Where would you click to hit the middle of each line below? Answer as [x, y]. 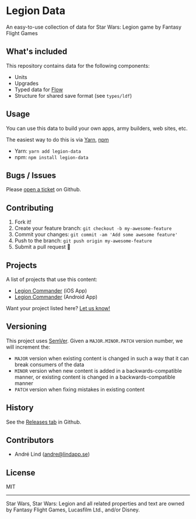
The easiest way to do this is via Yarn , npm [57, 139]
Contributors [30, 440]
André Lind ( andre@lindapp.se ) [52, 454]
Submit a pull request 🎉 [43, 247]
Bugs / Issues [31, 175]
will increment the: [28, 347]
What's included [37, 52]
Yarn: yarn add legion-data [48, 151]
